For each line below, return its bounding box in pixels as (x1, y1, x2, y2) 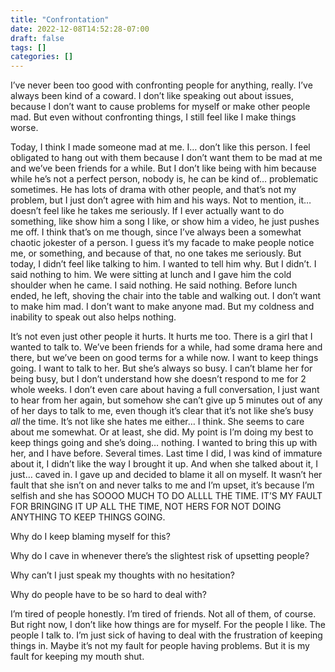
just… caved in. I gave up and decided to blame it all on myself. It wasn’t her (10, 469, 323, 481)
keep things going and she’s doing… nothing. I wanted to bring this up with (10, 437, 318, 449)
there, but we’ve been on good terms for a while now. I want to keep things (10, 352, 319, 364)
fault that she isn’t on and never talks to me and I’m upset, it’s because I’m (10, 479, 315, 491)
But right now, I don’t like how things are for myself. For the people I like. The (10, 619, 326, 631)
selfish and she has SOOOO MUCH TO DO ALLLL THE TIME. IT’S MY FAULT (10, 490, 323, 502)
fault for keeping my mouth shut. (10, 651, 145, 663)
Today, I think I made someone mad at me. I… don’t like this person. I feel (10, 141, 311, 153)
